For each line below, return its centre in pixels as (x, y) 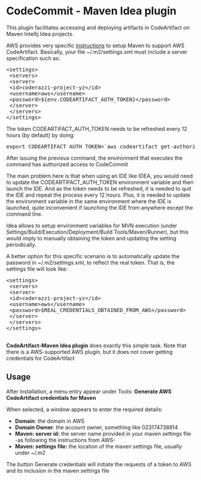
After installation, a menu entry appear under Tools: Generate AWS (89, 391)
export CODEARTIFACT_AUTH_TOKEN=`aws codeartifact (82, 146)
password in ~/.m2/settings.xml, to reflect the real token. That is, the (91, 262)
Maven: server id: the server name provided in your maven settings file (103, 433)
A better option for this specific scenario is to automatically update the (93, 256)
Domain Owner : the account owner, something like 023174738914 (96, 427)
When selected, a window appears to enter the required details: (85, 409)
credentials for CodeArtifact (40, 358)
